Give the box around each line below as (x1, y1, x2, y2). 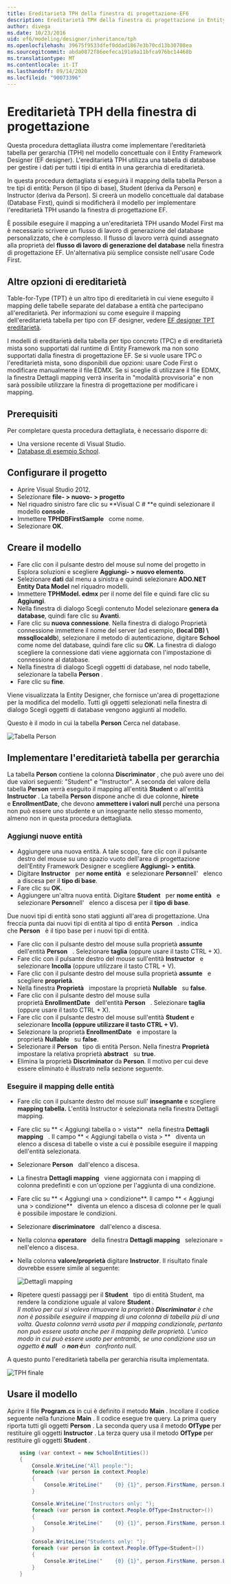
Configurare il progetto (7, 467, 108, 479)
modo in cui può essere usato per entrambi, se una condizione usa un (16, 1334, 217, 1343)
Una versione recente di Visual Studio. (16, 439, 126, 448)
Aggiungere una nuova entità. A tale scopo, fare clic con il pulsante (16, 847, 208, 855)
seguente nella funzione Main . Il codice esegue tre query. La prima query (7, 1414, 217, 1422)
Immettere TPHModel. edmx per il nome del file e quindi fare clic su (16, 589, 210, 598)
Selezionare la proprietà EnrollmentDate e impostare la (16, 1028, 177, 1036)
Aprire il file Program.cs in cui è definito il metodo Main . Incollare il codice (7, 1407, 219, 1415)
